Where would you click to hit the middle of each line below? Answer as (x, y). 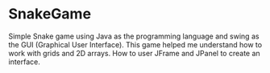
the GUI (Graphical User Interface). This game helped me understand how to (135, 44)
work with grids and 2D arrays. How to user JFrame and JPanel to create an (134, 53)
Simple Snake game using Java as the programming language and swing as (134, 36)
